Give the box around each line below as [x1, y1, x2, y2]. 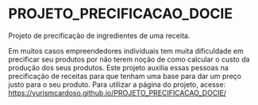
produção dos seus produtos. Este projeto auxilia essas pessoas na [8, 62, 229, 72]
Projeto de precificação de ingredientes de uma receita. [8, 31, 191, 40]
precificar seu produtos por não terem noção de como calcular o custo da [8, 54, 250, 64]
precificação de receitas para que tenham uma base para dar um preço [8, 71, 242, 81]
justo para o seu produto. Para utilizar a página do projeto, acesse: [8, 80, 226, 89]
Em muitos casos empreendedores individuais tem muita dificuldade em [8, 46, 244, 55]
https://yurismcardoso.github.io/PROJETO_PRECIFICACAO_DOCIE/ [8, 88, 227, 97]
